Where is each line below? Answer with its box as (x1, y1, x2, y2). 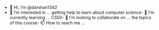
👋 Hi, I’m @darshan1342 (9, 5, 58, 10)
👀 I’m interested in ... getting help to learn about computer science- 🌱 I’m (9, 10, 155, 15)
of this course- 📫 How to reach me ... (9, 20, 86, 26)
